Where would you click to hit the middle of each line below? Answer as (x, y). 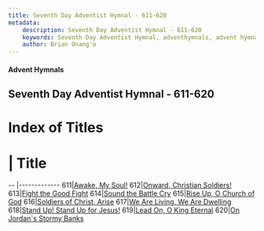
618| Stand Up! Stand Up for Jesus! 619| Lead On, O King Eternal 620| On (124, 210)
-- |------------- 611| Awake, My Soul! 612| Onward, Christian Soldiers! (120, 186)
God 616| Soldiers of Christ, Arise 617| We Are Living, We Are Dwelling (120, 202)
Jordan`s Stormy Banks (46, 218)
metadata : (24, 23)
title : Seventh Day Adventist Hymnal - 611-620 (88, 15)
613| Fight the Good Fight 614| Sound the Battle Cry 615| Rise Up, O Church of (132, 193)
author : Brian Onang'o (59, 45)
